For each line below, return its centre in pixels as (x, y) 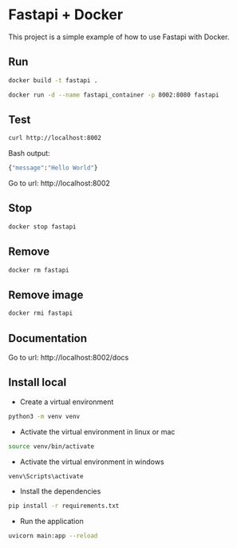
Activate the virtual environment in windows (92, 462)
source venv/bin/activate (51, 446)
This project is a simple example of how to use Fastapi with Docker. (119, 37)
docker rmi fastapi (41, 313)
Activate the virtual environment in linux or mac (97, 431)
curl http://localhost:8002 (55, 138)
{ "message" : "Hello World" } (53, 168)
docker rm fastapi (39, 270)
